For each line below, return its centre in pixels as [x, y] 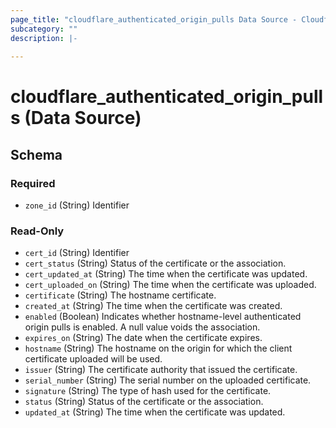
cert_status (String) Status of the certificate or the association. [155, 263]
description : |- [44, 38]
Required [33, 183]
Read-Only [37, 231]
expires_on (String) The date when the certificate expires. [143, 338]
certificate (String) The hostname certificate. [120, 295]
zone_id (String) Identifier [77, 205]
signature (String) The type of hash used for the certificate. [148, 391]
